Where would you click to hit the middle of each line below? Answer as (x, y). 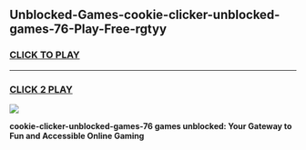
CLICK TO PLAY (45, 55)
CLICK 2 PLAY (41, 89)
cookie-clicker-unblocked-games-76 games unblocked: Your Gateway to (151, 125)
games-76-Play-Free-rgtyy (88, 30)
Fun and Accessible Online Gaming (77, 135)
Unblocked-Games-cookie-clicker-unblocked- (145, 15)
